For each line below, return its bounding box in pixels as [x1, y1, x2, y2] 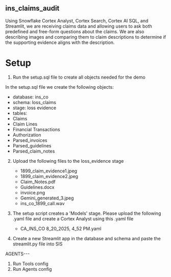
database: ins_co [12, 94, 48, 100]
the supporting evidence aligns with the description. [5, 39, 115, 45]
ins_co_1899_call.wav [20, 200, 65, 206]
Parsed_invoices [12, 137, 47, 143]
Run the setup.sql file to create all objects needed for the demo [12, 74, 145, 80]
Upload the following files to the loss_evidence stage [12, 158, 124, 164]
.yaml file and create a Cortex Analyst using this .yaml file [12, 215, 134, 221]
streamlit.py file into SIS [12, 241, 63, 247]
